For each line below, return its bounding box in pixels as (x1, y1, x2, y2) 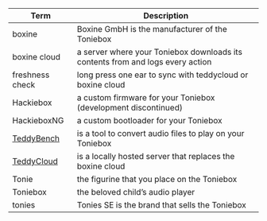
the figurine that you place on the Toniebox (76, 174, 238, 184)
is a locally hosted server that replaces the (76, 151, 235, 161)
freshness (12, 69, 50, 80)
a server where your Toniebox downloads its (76, 47, 242, 57)
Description (142, 10, 189, 21)
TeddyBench (12, 133, 60, 144)
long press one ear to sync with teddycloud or (76, 69, 249, 80)
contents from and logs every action (76, 56, 212, 67)
